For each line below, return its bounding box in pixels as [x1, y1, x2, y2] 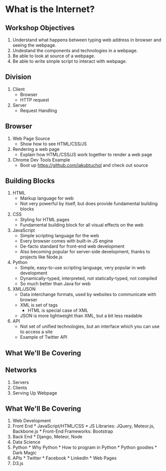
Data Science [12, 439, 41, 445]
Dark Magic [12, 450, 37, 456]
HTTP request [20, 97, 49, 103]
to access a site [20, 329, 53, 335]
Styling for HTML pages [20, 217, 69, 223]
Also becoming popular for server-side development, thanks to [20, 249, 150, 255]
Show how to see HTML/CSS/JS [20, 141, 87, 147]
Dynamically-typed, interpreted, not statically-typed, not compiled [20, 275, 157, 281]
